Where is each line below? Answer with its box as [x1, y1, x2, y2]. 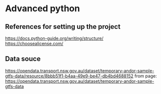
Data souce [5, 55, 41, 63]
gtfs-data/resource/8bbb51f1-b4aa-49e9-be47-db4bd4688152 [5, 73, 134, 79]
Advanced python [5, 3, 80, 14]
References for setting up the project [5, 23, 121, 31]
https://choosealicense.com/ [5, 41, 64, 47]
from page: [134, 73, 157, 79]
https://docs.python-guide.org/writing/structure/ [5, 35, 104, 41]
